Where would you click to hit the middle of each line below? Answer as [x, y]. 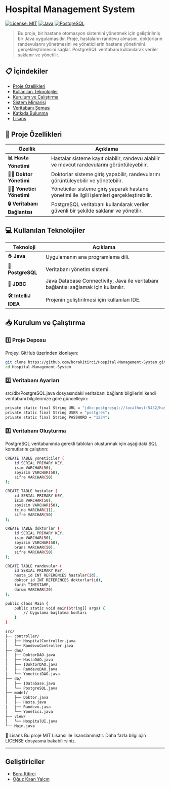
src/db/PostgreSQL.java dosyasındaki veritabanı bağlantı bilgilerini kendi [81, 393]
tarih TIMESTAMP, [33, 585]
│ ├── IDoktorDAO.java [31, 665]
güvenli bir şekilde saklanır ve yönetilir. [97, 211]
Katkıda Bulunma [30, 113]
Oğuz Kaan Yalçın [31, 779]
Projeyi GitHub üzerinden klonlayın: [42, 353]
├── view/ [16, 716]
